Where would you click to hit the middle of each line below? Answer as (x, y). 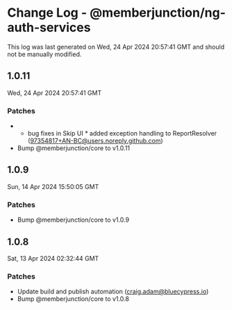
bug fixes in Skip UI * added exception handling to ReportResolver (122, 133)
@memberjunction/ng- (157, 13)
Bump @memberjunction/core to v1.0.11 (74, 148)
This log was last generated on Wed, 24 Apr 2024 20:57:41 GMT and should (116, 47)
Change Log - (47, 13)
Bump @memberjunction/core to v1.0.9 (73, 220)
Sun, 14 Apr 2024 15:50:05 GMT (53, 186)
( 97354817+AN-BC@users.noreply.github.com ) (95, 141)
